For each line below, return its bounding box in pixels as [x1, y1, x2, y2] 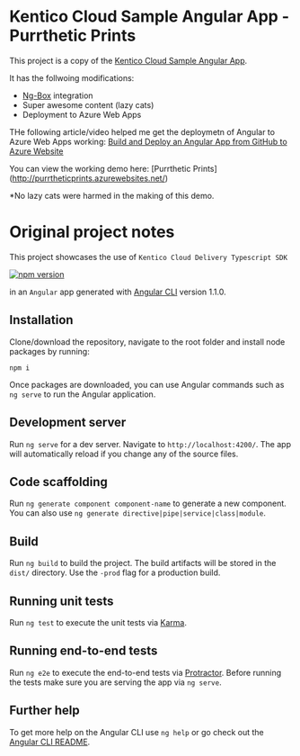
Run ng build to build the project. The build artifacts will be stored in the [9, 558, 277, 569]
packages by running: [9, 346, 90, 356]
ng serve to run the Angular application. [9, 389, 156, 400]
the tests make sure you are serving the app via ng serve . [9, 677, 222, 688]
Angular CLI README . [9, 736, 91, 747]
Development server [9, 415, 127, 430]
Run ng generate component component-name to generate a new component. [9, 498, 287, 509]
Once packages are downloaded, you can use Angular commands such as [9, 379, 285, 390]
